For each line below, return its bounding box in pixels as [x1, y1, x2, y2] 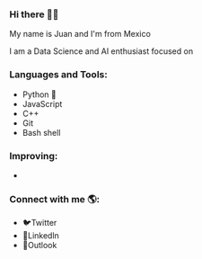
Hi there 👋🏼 [9, 8, 59, 21]
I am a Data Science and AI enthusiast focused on [9, 46, 194, 57]
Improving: [9, 149, 58, 162]
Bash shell [22, 127, 61, 138]
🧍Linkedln [22, 230, 60, 241]
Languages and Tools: [9, 68, 108, 81]
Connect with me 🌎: [9, 192, 101, 205]
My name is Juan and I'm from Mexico [9, 29, 151, 40]
